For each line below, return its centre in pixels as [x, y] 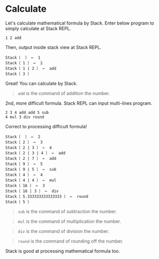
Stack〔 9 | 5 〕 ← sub [31, 169]
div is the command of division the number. [63, 231]
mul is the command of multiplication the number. [69, 221]
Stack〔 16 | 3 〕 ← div [32, 191]
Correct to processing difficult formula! [46, 126]
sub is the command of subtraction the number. [67, 211]
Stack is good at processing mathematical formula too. [63, 251]
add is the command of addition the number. [64, 93]
